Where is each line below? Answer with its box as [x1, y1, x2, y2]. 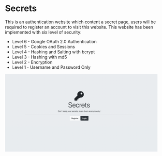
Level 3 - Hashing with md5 [12, 54, 67, 60]
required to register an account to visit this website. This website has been [5, 24, 153, 30]
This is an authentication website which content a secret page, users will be [5, 19, 156, 25]
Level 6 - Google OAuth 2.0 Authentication [12, 38, 97, 44]
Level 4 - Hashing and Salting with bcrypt [12, 49, 95, 55]
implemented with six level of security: [5, 29, 82, 35]
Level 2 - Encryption [12, 59, 53, 65]
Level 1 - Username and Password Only [12, 64, 91, 70]
